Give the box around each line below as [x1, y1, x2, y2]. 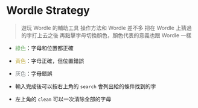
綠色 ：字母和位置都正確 [14, 44, 74, 52]
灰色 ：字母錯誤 [14, 70, 53, 77]
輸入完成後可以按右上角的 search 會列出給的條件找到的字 [14, 82, 156, 90]
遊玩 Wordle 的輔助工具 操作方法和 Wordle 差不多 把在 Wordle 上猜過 [21, 24, 192, 31]
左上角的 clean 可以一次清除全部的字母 [14, 95, 112, 103]
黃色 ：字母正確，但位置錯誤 [14, 57, 85, 64]
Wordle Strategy [6, 4, 91, 17]
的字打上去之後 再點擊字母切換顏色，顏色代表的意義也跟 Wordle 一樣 [21, 31, 192, 39]
